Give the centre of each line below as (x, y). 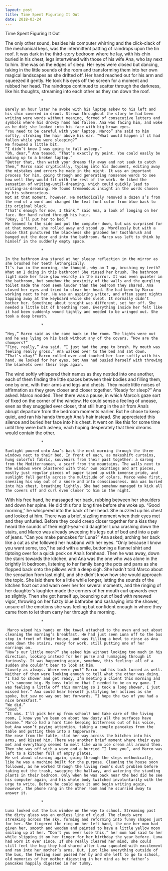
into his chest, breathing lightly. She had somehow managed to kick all (84, 486)
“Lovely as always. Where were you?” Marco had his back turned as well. (84, 670)
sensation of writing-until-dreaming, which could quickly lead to (77, 184)
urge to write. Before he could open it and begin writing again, (76, 784)
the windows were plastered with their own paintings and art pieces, (80, 468)
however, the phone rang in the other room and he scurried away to (78, 789)
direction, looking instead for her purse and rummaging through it (78, 657)
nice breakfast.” (23, 701)
